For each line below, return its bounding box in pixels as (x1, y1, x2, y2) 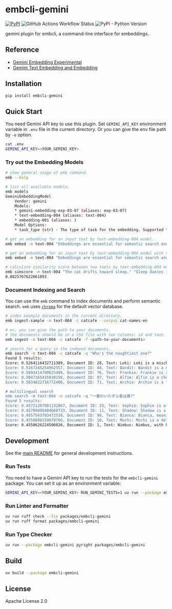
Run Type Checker (5, 530, 52, 538)
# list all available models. (5, 184, 70, 189)
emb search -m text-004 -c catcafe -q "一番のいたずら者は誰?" (5, 394, 136, 399)
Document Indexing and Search (5, 286, 85, 293)
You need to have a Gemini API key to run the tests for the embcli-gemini (5, 474, 159, 481)
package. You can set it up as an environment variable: (5, 480, 121, 486)
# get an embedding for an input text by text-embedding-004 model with (5, 251, 164, 256)
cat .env (5, 142, 24, 147)
